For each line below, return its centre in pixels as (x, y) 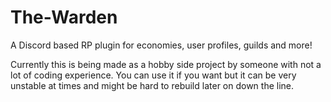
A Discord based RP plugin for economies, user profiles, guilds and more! (161, 45)
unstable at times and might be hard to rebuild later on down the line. (152, 85)
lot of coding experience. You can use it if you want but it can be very (153, 75)
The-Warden (64, 17)
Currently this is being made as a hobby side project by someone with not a (166, 64)
